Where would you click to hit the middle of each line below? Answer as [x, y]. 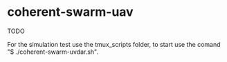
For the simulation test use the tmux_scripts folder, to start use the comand [114, 44]
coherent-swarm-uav [70, 12]
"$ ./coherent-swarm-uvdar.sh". [53, 52]
